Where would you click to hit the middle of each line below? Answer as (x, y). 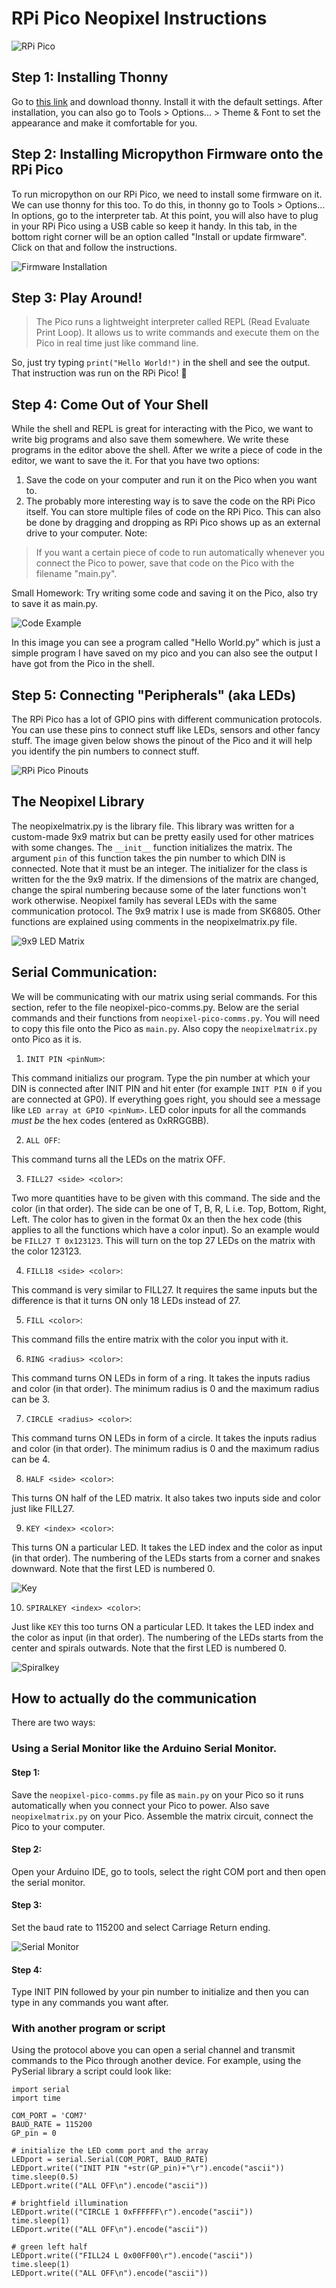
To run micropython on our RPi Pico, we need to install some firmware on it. (167, 194)
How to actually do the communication (134, 1698)
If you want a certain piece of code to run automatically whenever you (180, 553)
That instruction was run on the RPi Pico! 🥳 (99, 373)
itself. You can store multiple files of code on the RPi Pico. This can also (173, 512)
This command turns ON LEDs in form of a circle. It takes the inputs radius (164, 1438)
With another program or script (88, 2029)
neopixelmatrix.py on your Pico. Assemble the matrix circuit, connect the (162, 1816)
